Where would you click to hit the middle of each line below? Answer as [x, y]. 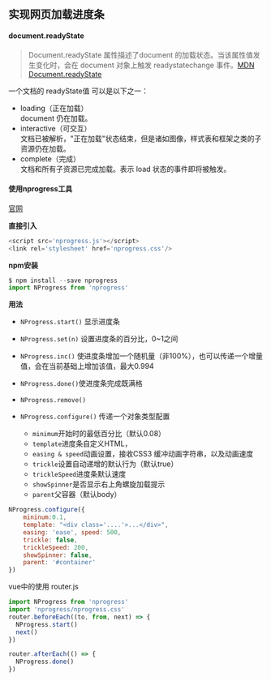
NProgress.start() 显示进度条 [70, 322]
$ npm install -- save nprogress [63, 281]
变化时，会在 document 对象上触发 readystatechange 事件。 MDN [145, 65]
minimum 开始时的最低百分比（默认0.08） [99, 434]
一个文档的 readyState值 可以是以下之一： [78, 91]
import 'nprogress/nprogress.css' [67, 610]
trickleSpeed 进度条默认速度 [79, 474]
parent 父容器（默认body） [77, 495]
